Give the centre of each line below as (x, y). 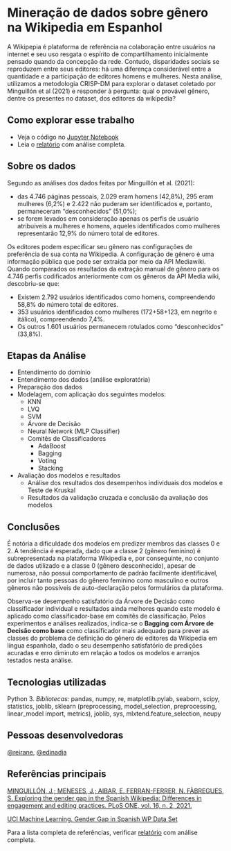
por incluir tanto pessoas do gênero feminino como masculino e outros (108, 580)
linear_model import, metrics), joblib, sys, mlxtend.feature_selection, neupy (114, 714)
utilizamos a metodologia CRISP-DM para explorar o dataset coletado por (112, 83)
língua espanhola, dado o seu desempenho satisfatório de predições (105, 646)
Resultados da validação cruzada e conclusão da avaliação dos (118, 498)
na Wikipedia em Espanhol (85, 27)
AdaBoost (52, 446)
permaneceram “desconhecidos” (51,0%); (77, 211)
